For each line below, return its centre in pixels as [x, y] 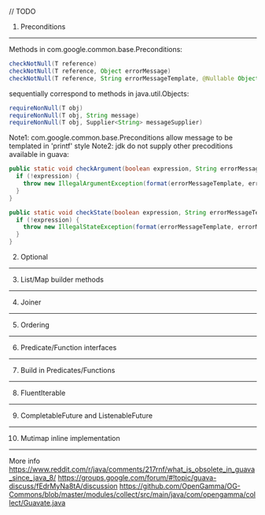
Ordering [35, 325]
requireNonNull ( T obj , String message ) [74, 115]
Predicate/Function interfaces [68, 347]
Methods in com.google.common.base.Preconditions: [96, 49]
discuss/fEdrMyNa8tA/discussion [63, 486]
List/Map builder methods [62, 280]
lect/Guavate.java [37, 503]
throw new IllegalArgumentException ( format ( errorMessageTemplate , [134, 184]
